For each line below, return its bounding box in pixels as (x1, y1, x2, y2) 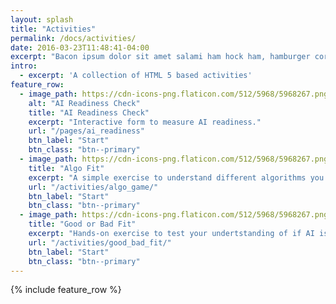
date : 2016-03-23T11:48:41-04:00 (10, 42, 150, 53)
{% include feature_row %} (10, 284, 122, 296)
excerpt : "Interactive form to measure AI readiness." (28, 117, 262, 127)
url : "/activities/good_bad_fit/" (28, 237, 172, 248)
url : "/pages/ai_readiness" (28, 126, 145, 136)
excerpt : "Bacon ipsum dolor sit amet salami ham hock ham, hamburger (10, 52, 311, 62)
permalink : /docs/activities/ (10, 33, 137, 43)
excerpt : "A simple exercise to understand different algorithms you (28, 172, 325, 183)
